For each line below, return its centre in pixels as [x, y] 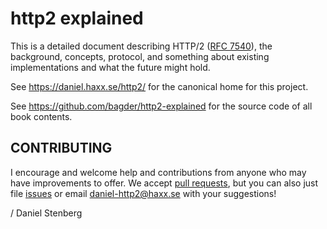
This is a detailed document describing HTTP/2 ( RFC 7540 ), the [141, 46]
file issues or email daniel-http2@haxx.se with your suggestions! [143, 193]
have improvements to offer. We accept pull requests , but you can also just [164, 183]
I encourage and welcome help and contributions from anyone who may [158, 172]
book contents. [41, 116]
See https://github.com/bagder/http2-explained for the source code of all [161, 106]
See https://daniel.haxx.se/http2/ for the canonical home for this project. [159, 86]
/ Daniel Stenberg [46, 213]
